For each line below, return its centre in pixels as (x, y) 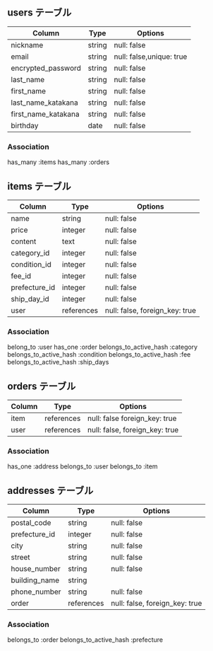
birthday (25, 125)
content (24, 241)
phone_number (36, 592)
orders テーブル (42, 386)
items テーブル (39, 186)
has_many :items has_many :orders (59, 162)
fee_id (21, 276)
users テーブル (39, 13)
